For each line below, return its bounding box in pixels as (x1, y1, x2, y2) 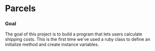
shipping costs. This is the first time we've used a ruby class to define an (5, 36, 151, 42)
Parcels (5, 3, 36, 14)
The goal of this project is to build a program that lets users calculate (5, 31, 142, 37)
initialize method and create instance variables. (5, 42, 99, 48)
